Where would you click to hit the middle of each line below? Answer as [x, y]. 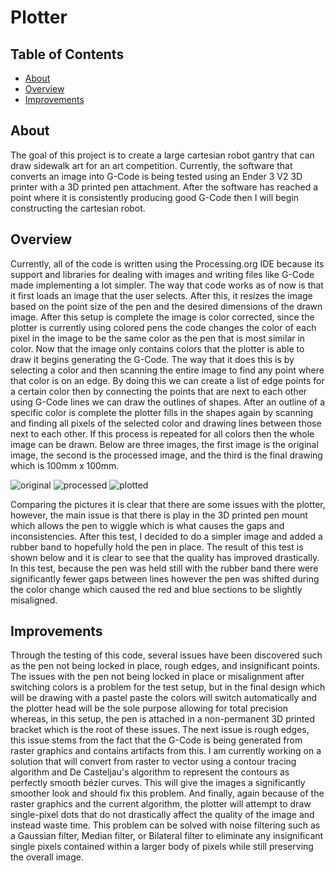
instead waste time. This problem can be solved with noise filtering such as [165, 825]
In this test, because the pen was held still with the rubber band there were [164, 568]
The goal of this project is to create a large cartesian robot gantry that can [162, 155]
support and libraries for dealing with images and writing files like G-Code [162, 274]
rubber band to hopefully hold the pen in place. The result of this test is [157, 547]
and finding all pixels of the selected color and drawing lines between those [166, 423]
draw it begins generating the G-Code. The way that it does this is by [152, 359]
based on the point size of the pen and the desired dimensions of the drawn [166, 306]
